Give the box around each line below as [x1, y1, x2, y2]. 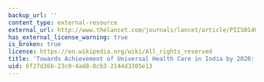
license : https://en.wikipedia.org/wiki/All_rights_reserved [8, 48, 213, 55]
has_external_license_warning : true [8, 33, 128, 41]
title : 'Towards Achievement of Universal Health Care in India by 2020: [8, 55, 255, 63]
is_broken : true [8, 41, 61, 48]
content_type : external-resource [8, 19, 118, 27]
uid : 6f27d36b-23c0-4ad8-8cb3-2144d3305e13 [8, 62, 153, 70]
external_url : [8, 26, 55, 34]
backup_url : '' [8, 11, 58, 20]
